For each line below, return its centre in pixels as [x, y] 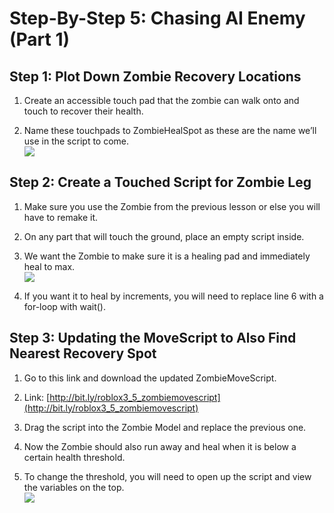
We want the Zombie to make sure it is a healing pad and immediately [167, 256]
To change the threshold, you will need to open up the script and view [167, 476]
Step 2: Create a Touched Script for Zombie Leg [160, 182]
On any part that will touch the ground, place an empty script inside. [164, 236]
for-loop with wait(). [64, 306]
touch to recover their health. [83, 111]
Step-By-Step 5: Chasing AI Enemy [157, 18]
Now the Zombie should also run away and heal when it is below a [160, 446]
